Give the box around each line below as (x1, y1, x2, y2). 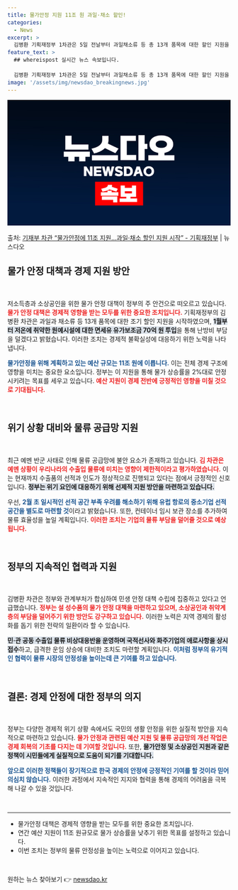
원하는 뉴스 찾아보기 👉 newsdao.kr (7, 875, 108, 884)
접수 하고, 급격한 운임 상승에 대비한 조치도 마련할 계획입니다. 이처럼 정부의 (7, 645, 210, 653)
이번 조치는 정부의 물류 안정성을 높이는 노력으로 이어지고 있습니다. (17, 846, 200, 855)
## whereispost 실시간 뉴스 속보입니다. (13, 57, 120, 64)
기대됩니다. (14, 385, 46, 394)
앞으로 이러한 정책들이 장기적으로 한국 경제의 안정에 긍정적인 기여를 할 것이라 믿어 (7, 766, 229, 775)
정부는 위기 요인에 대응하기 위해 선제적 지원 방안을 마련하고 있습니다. (28, 482, 215, 491)
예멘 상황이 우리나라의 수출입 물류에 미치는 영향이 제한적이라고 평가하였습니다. (7, 465, 221, 473)
